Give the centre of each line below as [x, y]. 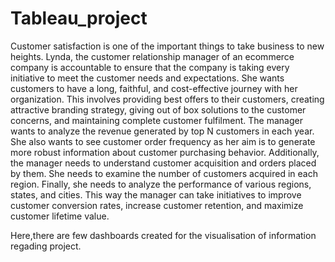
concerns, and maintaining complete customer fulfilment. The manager [156, 120]
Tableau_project [79, 18]
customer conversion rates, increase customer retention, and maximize [157, 205]
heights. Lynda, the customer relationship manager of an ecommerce [152, 56]
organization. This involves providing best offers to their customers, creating [167, 99]
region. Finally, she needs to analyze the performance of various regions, [161, 184]
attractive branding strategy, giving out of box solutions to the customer [158, 109]
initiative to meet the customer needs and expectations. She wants [147, 78]
